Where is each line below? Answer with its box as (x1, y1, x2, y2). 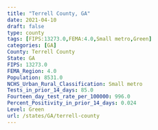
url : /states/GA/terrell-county (7, 112, 100, 119)
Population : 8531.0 (7, 74, 63, 81)
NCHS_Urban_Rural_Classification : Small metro (7, 80, 143, 87)
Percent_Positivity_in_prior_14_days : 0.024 (7, 100, 137, 107)
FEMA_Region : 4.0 (7, 67, 57, 74)
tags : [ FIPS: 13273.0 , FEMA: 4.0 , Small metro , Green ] (7, 36, 153, 43)
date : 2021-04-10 (7, 17, 57, 23)
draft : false (7, 23, 45, 30)
